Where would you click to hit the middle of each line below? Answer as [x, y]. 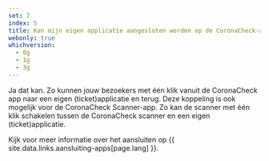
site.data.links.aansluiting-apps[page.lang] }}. [84, 147]
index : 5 [23, 23]
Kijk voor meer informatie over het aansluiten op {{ [92, 139]
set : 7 [19, 16]
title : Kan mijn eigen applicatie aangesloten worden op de [111, 30]
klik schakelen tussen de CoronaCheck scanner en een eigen [109, 116]
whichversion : [32, 45]
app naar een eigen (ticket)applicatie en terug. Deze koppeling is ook [122, 98]
